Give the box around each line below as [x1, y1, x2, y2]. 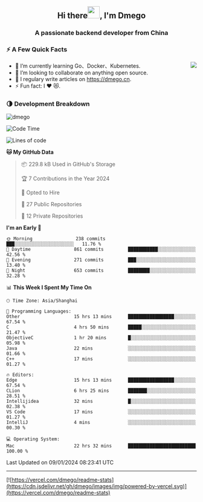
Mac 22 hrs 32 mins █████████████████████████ [6, 443, 196, 449]
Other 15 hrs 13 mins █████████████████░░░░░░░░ [6, 313, 196, 319]
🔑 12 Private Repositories [21, 212, 83, 220]
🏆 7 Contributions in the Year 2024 [21, 175, 110, 182]
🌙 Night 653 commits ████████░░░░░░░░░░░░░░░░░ [6, 267, 196, 273]
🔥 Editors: [6, 371, 34, 378]
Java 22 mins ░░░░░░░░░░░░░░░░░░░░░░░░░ [6, 345, 196, 351]
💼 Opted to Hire [21, 189, 60, 196]
